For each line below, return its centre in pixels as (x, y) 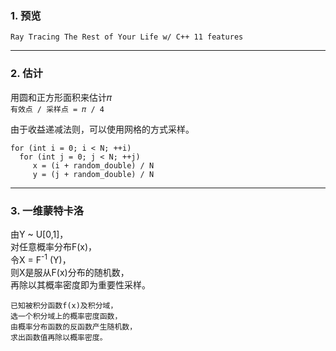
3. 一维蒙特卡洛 (47, 210)
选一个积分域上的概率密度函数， (66, 316)
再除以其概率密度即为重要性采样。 (80, 284)
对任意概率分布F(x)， (54, 246)
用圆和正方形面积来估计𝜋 (61, 97)
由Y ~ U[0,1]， (39, 234)
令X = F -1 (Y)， (41, 259)
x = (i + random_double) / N (93, 165)
